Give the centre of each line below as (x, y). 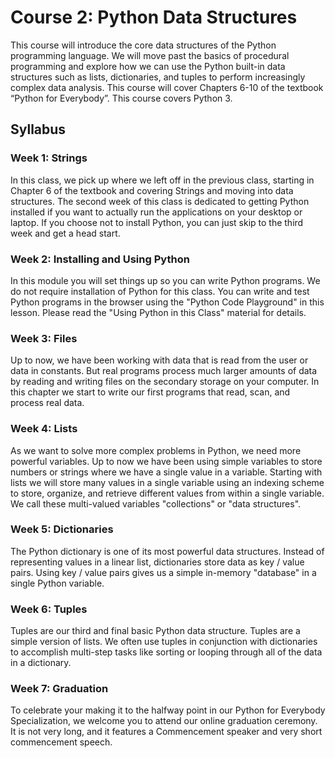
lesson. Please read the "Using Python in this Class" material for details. (158, 312)
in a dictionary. (41, 663)
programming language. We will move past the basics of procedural (150, 55)
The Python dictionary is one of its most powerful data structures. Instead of (167, 551)
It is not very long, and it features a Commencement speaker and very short (166, 732)
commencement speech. (61, 742)
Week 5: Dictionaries (62, 529)
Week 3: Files (44, 338)
